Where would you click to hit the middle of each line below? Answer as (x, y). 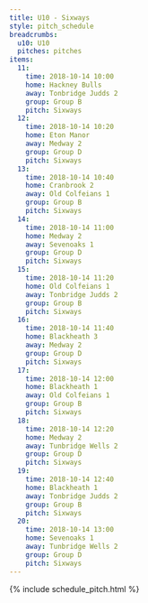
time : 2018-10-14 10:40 (70, 177)
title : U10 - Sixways (50, 18)
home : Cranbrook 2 (60, 186)
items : (22, 60)
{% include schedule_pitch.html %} (74, 589)
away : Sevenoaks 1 (60, 245)
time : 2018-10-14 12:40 (70, 479)
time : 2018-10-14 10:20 (70, 127)
